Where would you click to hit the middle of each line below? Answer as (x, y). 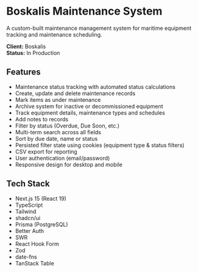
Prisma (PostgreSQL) (41, 224)
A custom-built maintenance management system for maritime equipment (99, 28)
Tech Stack (28, 184)
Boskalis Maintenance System (84, 11)
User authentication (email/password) (62, 158)
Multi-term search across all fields (58, 132)
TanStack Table (35, 263)
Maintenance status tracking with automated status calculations (95, 87)
